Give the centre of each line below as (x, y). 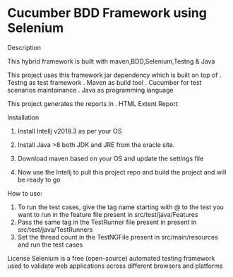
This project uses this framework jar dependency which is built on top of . (114, 75)
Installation (23, 117)
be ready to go (39, 179)
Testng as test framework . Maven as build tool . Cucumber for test (104, 82)
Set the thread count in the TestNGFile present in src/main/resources (118, 237)
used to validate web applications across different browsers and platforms (115, 266)
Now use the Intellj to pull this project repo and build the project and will (122, 172)
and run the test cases (50, 244)
